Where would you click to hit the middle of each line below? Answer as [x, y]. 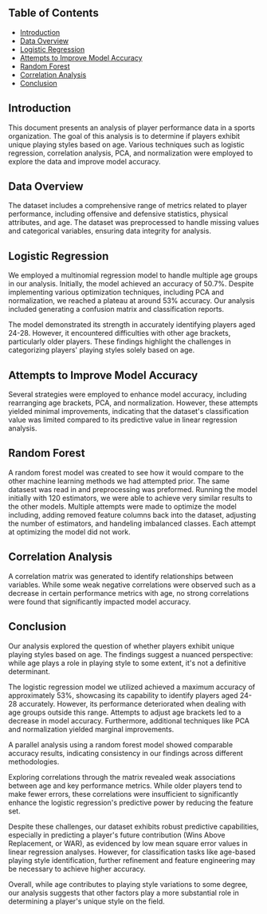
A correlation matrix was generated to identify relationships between [121, 576]
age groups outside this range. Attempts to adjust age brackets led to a [125, 712]
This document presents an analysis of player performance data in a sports [132, 128]
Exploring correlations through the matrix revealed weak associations [122, 777]
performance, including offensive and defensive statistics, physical [118, 214]
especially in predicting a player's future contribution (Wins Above [117, 835]
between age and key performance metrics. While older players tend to [125, 786]
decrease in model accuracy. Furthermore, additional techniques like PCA [129, 720]
